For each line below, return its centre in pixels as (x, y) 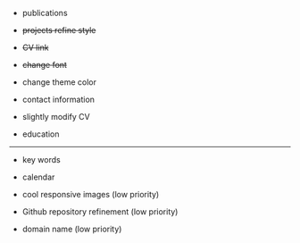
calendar (38, 177)
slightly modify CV (56, 117)
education (41, 134)
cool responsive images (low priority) (91, 194)
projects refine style (59, 30)
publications (45, 13)
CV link (35, 47)
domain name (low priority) (72, 229)
